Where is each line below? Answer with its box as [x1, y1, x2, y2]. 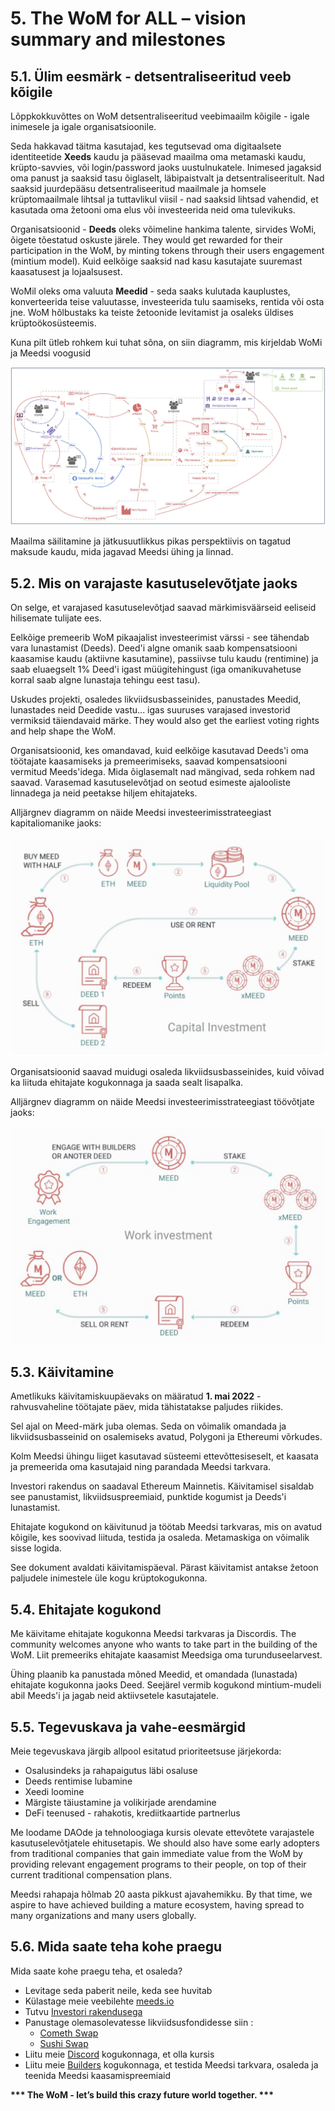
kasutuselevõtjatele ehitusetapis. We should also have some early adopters [10, 1837, 320, 1849]
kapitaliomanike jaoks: [10, 817, 102, 829]
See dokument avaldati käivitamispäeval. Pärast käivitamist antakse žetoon [10, 1562, 319, 1574]
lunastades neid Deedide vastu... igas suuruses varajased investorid [10, 704, 291, 716]
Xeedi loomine [24, 1785, 85, 1797]
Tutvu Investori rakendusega [24, 2005, 143, 2017]
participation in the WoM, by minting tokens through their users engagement [10, 245, 325, 256]
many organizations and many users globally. [10, 1909, 197, 1921]
